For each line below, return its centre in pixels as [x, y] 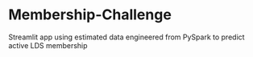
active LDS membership [48, 45]
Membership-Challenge [90, 15]
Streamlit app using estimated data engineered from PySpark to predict [126, 37]
